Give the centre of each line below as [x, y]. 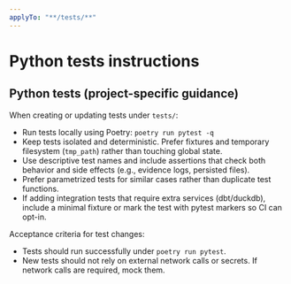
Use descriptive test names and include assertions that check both [144, 160]
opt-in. [34, 217]
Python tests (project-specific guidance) [124, 94]
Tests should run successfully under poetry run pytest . [124, 251]
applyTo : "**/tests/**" [53, 17]
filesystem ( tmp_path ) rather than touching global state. [122, 150]
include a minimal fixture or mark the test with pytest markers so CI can [152, 207]
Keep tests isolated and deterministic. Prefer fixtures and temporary [145, 142]
